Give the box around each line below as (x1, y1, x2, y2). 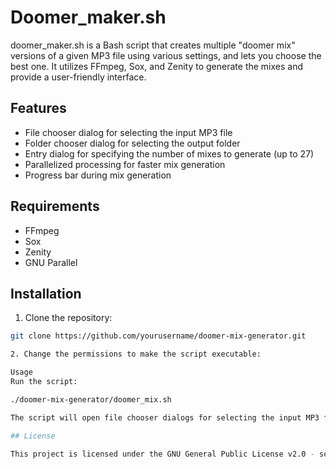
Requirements (10, 198, 100, 215)
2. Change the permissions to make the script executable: (10, 349, 262, 360)
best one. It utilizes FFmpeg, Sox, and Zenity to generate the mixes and (10, 60, 304, 72)
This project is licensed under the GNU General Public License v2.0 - (10, 449, 315, 459)
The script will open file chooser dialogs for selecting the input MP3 (10, 412, 320, 423)
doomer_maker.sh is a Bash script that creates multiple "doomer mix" (10, 39, 296, 51)
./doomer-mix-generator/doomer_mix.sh (10, 394, 172, 405)
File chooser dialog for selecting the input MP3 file (24, 126, 233, 138)
